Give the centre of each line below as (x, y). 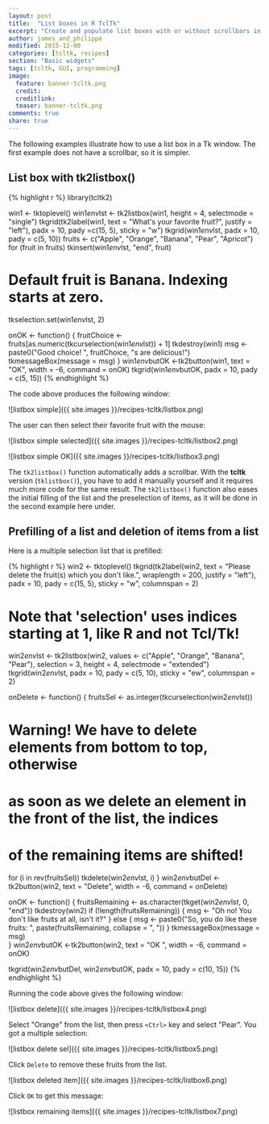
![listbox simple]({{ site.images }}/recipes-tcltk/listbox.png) (106, 409)
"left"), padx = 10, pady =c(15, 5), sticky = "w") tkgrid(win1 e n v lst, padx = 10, (134, 230)
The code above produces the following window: (89, 393)
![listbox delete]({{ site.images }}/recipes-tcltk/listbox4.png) (108, 1009)
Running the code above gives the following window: (96, 993)
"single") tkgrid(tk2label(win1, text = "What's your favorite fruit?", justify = (130, 221)
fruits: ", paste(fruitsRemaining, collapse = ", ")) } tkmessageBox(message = (134, 927)
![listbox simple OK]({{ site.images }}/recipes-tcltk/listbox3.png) (114, 456)
